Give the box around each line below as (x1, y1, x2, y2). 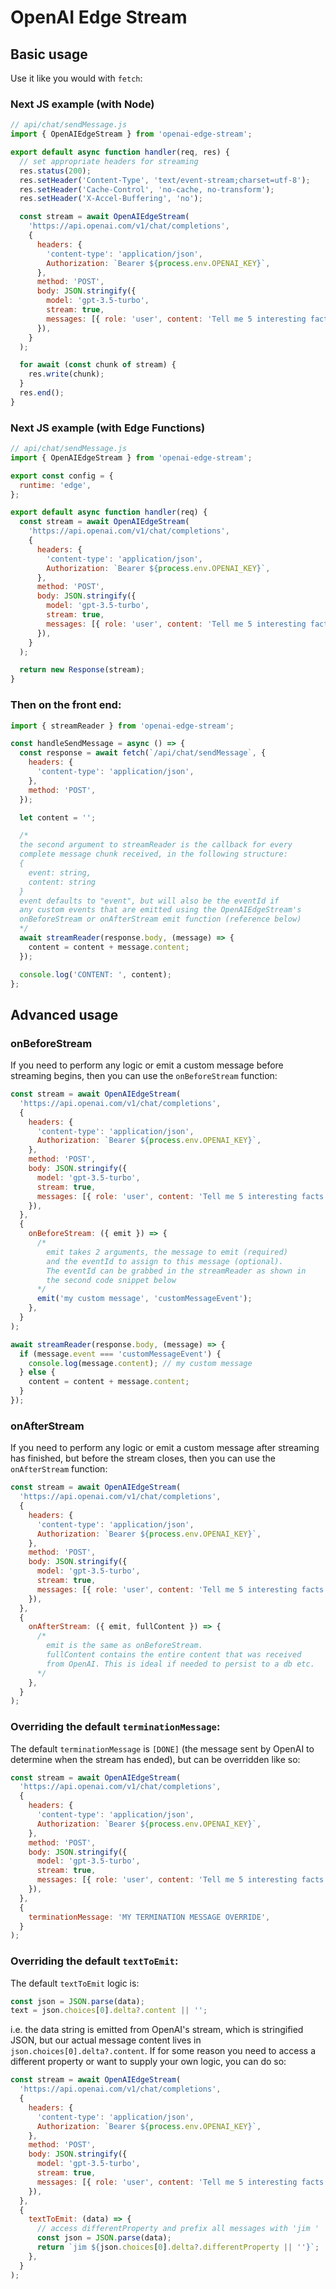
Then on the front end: (10, 698, 122, 712)
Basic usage (10, 46, 88, 63)
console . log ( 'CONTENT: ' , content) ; (19, 969, 172, 980)
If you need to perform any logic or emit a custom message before (10, 1059, 284, 1071)
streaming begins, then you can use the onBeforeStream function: (10, 1070, 278, 1082)
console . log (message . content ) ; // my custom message (28, 1358, 253, 1368)
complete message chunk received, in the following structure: (19, 849, 288, 860)
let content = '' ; (19, 812, 97, 823)
